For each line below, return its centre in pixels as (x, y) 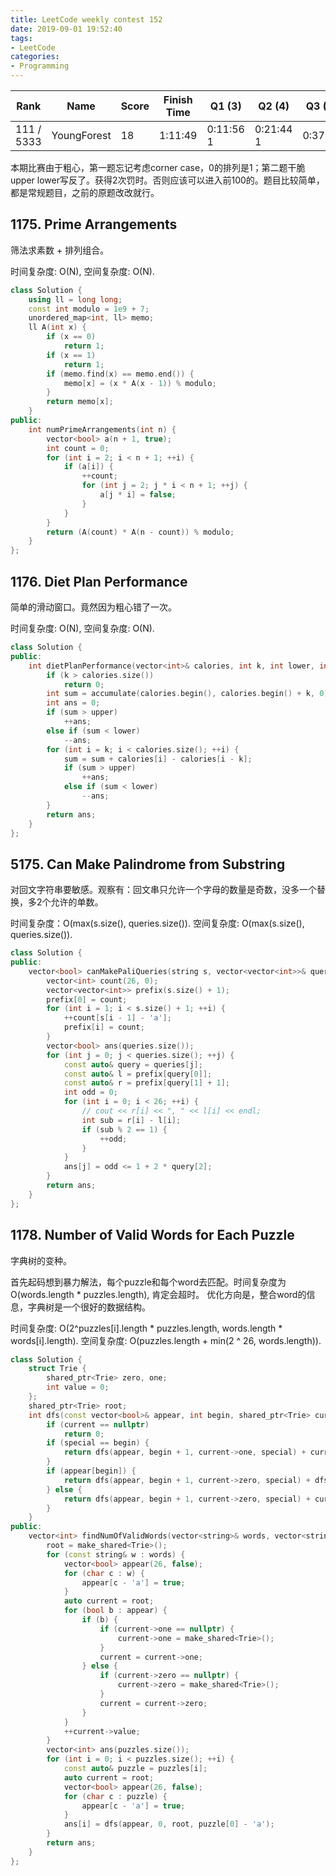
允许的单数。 (77, 902)
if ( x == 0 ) (71, 337)
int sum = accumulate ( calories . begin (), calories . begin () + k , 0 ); (189, 694)
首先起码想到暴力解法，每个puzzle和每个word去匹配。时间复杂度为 (148, 1282)
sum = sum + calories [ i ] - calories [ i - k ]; (158, 759)
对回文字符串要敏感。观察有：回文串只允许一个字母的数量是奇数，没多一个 (163, 890)
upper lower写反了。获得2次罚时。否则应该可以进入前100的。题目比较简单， (167, 180)
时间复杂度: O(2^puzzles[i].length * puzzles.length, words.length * (146, 1328)
